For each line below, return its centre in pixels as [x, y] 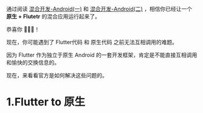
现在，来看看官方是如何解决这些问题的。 [57, 75]
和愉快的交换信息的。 [33, 63]
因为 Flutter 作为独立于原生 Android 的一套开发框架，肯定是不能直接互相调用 [102, 55]
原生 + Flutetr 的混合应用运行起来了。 [53, 16]
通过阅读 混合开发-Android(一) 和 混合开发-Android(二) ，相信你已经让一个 [99, 9]
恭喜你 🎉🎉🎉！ [23, 29]
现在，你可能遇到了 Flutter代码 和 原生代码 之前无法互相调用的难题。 [92, 42]
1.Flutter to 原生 [46, 102]
